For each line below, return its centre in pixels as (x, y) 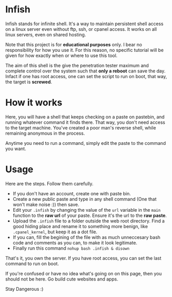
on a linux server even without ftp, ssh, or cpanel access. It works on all (81, 29)
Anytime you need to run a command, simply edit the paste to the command (85, 143)
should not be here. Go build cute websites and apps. (62, 279)
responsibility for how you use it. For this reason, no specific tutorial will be (84, 50)
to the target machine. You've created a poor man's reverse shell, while (81, 127)
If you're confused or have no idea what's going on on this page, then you (83, 273)
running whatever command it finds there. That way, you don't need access (85, 122)
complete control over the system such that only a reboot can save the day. (85, 71)
